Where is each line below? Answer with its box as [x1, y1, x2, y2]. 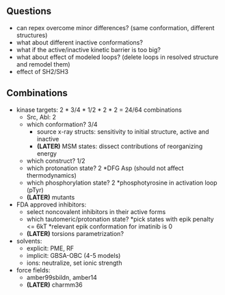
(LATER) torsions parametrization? [26, 229, 124, 237]
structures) [16, 31, 48, 39]
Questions [6, 5, 52, 17]
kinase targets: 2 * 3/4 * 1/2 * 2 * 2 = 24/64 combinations [16, 106, 182, 114]
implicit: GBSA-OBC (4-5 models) [26, 251, 121, 259]
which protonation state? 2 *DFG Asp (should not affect [26, 164, 184, 172]
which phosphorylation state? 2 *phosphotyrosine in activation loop [26, 178, 217, 187]
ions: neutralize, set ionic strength [26, 259, 122, 267]
